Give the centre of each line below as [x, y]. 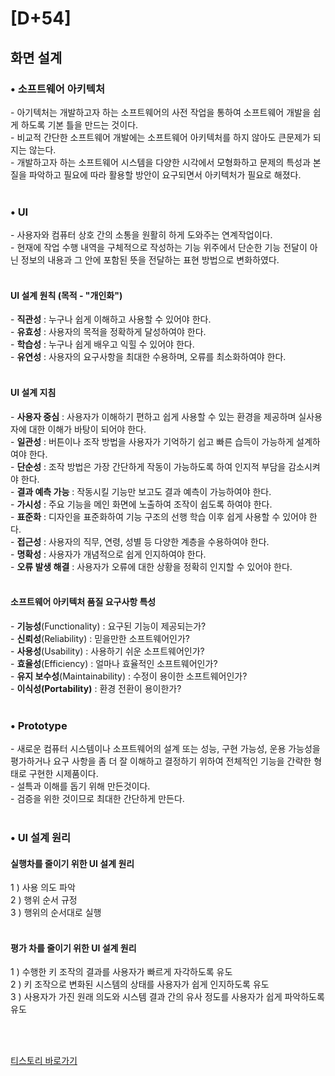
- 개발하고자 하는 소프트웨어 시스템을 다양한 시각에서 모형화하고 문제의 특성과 [160, 162]
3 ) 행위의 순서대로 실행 [56, 913]
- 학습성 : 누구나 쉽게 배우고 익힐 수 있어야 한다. [102, 344]
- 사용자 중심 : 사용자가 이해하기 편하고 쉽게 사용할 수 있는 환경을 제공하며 [153, 416]
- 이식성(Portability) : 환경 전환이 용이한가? [96, 688]
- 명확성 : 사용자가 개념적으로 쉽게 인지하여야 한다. [108, 554]
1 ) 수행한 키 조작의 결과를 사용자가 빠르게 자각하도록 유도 [121, 972]
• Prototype [39, 725]
